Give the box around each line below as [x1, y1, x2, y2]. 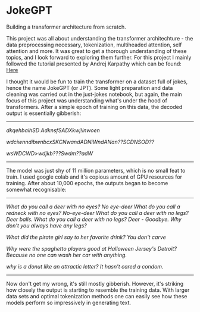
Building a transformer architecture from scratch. [6, 23, 126, 30]
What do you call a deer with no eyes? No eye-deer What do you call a [6, 203, 180, 210]
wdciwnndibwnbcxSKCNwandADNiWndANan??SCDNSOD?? [6, 138, 155, 145]
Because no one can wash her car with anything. [6, 251, 127, 258]
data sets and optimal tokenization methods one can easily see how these [6, 292, 187, 299]
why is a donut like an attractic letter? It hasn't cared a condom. [6, 263, 164, 270]
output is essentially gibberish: [6, 110, 82, 117]
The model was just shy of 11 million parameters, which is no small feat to [6, 167, 186, 174]
